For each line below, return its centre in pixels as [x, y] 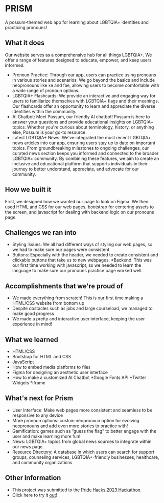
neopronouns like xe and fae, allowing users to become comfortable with [86, 85]
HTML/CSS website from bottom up [48, 303]
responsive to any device [37, 415]
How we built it [28, 190]
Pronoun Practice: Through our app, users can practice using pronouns [84, 75]
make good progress [33, 314]
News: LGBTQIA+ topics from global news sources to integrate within [82, 441]
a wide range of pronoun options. [46, 90]
